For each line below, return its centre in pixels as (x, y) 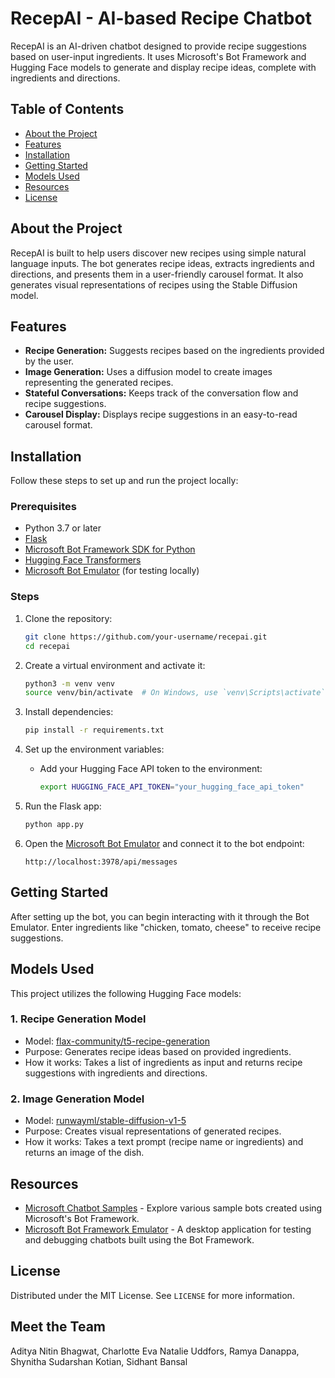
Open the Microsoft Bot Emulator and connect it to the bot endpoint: (164, 843)
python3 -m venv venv (70, 683)
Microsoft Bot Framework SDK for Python (110, 549)
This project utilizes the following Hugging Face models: (126, 993)
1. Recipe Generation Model (78, 1019)
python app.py (54, 825)
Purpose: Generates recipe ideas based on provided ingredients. (158, 1051)
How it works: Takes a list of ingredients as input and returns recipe (163, 1062)
